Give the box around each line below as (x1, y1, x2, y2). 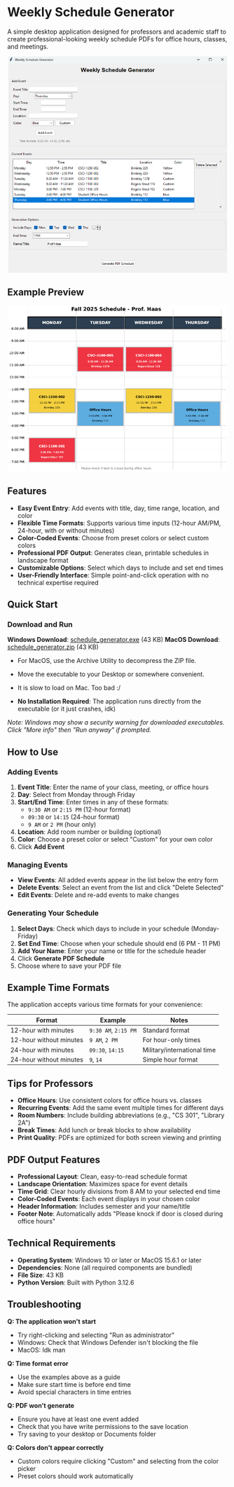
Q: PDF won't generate (7, 1401, 75, 1409)
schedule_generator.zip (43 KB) (7, 643, 99, 652)
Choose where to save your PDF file (17, 961, 121, 970)
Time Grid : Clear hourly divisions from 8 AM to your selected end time (17, 1187, 221, 1195)
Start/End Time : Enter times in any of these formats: (17, 798, 170, 807)
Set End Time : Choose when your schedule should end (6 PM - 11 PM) (17, 939, 221, 947)
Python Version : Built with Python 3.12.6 (17, 1278, 135, 1287)
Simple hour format (142, 1055, 198, 1064)
